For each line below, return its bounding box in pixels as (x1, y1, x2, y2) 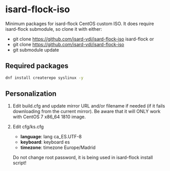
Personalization (5, 90, 57, 98)
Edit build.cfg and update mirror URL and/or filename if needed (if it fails (12, 103, 165, 109)
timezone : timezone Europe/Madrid (20, 144, 96, 151)
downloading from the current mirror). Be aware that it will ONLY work (12, 109, 161, 115)
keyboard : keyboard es (20, 139, 70, 145)
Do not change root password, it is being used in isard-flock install (12, 155, 153, 161)
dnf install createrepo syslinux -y (5, 75, 83, 80)
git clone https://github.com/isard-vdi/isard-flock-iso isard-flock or (12, 36, 154, 42)
